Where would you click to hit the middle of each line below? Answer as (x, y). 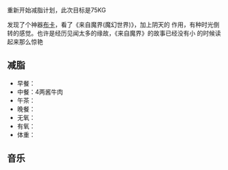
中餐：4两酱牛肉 (40, 92)
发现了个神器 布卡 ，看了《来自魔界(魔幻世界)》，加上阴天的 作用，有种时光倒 (113, 25)
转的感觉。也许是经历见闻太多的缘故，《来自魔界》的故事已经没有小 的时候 (111, 33)
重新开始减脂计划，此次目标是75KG (57, 10)
